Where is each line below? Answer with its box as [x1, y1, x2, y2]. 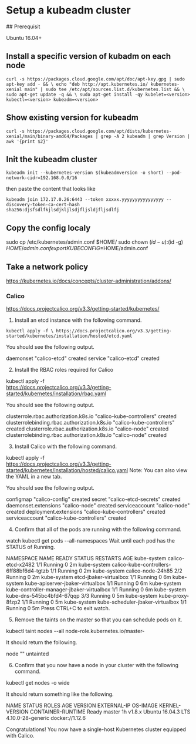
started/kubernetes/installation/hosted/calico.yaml [6, 467, 128, 474]
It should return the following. [6, 639, 77, 646]
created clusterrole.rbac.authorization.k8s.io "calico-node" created [6, 425, 169, 432]
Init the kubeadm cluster [6, 154, 97, 164]
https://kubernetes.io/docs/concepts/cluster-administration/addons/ [6, 277, 172, 284]
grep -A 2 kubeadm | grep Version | [100, 133, 191, 139]
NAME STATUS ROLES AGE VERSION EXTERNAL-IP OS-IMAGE [6, 702, 158, 709]
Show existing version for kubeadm [6, 113, 139, 123]
